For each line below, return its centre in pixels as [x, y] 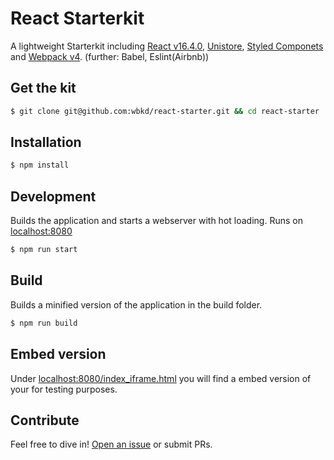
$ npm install [40, 165]
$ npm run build [44, 323]
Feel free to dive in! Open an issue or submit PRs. [111, 444]
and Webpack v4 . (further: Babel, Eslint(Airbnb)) [110, 56]
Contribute [45, 420]
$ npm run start [44, 250]
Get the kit [43, 88]
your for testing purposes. [64, 389]
